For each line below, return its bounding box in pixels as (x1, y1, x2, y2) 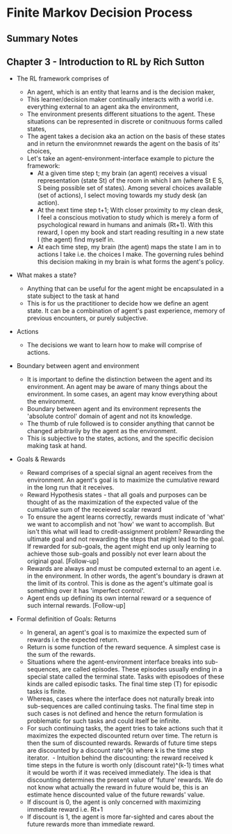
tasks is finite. (26, 687, 67, 696)
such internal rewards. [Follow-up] (26, 601, 126, 610)
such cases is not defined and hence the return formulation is (26, 710, 204, 718)
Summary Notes (6, 33, 78, 44)
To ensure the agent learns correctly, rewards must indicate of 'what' (26, 512, 225, 522)
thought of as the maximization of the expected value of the (26, 498, 199, 506)
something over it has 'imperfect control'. (26, 587, 145, 595)
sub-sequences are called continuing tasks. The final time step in (26, 702, 215, 710)
